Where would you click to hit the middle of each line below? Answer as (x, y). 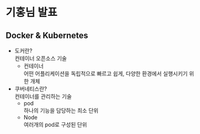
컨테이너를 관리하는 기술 (43, 96)
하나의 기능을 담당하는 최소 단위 (61, 111)
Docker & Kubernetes (47, 35)
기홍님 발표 (32, 12)
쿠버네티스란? (31, 89)
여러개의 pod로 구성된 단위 (55, 125)
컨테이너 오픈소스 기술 (41, 58)
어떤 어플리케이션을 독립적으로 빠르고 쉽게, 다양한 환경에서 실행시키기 (105, 73)
